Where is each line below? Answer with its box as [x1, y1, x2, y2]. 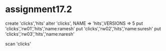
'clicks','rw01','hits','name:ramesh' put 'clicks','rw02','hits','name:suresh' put [5, 25, 161, 31]
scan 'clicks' [5, 40, 31, 46]
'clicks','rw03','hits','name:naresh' [5, 31, 74, 37]
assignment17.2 [5, 4, 72, 15]
